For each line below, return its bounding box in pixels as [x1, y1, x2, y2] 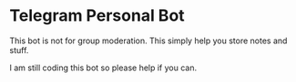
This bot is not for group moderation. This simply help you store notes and [9, 35, 288, 46]
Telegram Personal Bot [9, 5, 185, 26]
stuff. [9, 44, 29, 55]
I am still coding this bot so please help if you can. [9, 62, 198, 73]
